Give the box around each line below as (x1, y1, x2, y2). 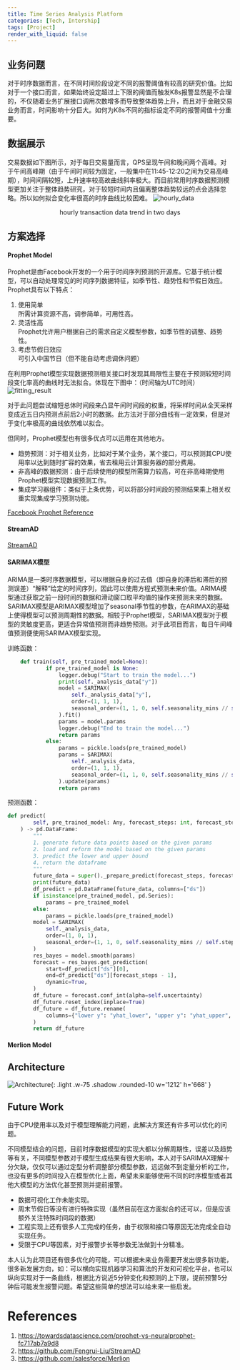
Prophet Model (7, 251, 52, 259)
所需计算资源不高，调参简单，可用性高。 (17, 309, 137, 318)
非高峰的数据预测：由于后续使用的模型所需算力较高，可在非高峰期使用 (17, 467, 225, 476)
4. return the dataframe (33, 859, 107, 866)
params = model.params (58, 718, 126, 725)
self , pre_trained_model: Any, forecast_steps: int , (33, 819, 194, 826)
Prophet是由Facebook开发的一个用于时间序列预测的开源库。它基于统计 (7, 267, 216, 276)
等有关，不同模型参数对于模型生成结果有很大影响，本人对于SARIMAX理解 (7, 1153, 224, 1162)
